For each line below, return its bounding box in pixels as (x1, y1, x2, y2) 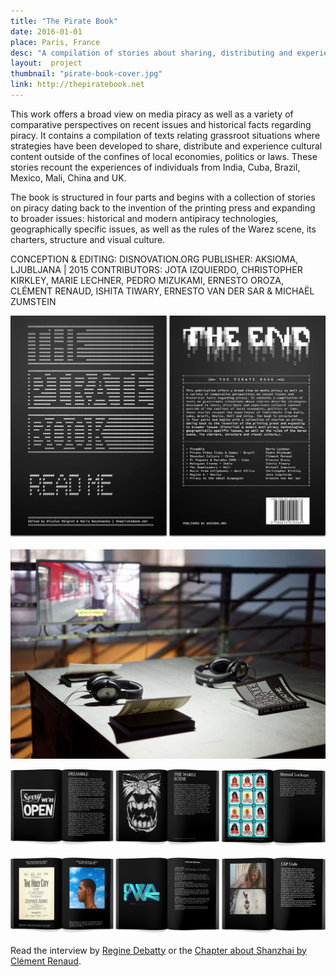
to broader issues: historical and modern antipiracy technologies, (10, 212, 279, 224)
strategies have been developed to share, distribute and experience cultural (10, 140, 323, 152)
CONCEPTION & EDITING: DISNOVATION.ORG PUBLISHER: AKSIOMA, (10, 253, 299, 265)
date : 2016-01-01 (10, 26, 83, 37)
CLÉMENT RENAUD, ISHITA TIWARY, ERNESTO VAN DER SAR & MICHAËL (10, 285, 315, 297)
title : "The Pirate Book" (10, 16, 118, 26)
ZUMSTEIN (10, 295, 57, 307)
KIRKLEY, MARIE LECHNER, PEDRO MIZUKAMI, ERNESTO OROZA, (10, 274, 284, 286)
